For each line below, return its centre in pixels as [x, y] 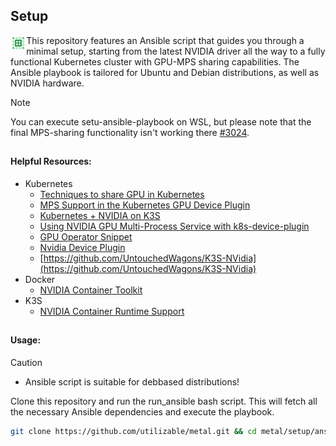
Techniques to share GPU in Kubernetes [122, 194]
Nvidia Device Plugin [82, 247]
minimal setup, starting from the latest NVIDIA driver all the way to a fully [176, 51]
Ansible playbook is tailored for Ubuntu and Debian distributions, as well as [165, 72]
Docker [40, 279]
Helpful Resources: [51, 161]
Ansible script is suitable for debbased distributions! [132, 381]
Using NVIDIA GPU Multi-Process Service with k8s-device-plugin [174, 226]
